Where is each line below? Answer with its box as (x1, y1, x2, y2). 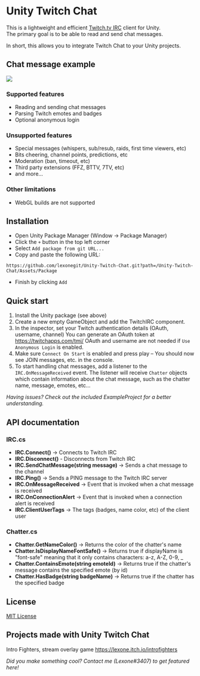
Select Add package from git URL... (14, 245, 104, 252)
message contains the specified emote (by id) (14, 566, 128, 574)
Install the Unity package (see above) (14, 312, 107, 319)
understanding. (6, 400, 44, 407)
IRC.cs (6, 435, 26, 443)
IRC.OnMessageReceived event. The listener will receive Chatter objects (14, 369, 187, 376)
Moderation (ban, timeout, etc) (14, 158, 91, 165)
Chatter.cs (6, 527, 38, 536)
